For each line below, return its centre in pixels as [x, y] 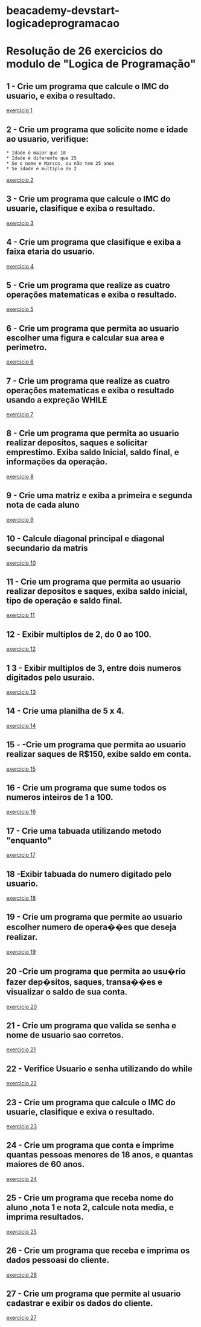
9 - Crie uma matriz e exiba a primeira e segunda [99, 495]
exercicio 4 [20, 266]
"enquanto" [29, 840]
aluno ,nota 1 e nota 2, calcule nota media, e [90, 1207]
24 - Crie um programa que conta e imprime [90, 1146]
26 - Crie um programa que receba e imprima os [98, 1251]
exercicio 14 [21, 725]
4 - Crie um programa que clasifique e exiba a [94, 242]
